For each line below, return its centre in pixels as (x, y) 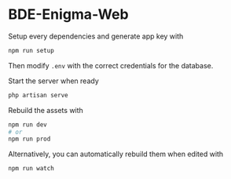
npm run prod (29, 139)
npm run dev (27, 124)
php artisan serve (38, 95)
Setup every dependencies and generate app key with (96, 36)
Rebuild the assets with (46, 110)
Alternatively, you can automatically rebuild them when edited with (116, 154)
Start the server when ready (54, 81)
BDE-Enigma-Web (68, 15)
